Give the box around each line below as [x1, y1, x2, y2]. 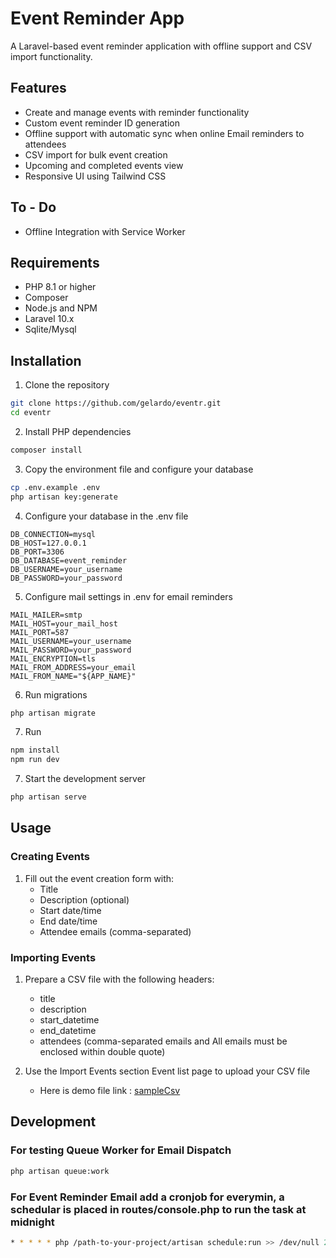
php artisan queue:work [10, 1166, 110, 1176]
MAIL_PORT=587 [10, 627, 70, 637]
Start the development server [24, 773, 147, 785]
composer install [10, 445, 83, 455]
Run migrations [24, 688, 88, 701]
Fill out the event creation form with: [24, 872, 175, 884]
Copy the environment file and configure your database [24, 463, 254, 475]
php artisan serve [10, 792, 87, 802]
